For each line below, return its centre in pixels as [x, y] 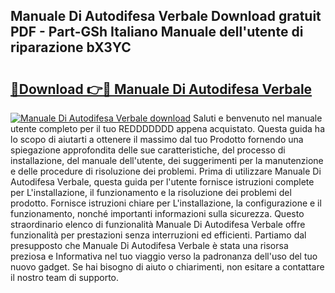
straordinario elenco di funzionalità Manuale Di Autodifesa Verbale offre [158, 224]
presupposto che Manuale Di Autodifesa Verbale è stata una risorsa [149, 245]
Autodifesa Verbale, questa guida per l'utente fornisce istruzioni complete [162, 182]
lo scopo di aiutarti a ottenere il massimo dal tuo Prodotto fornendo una [157, 139]
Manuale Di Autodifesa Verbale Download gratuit [166, 16]
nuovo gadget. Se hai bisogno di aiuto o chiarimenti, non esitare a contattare [167, 267]
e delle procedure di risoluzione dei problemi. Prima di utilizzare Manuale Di [166, 171]
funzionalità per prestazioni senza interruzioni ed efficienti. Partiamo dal [158, 235]
